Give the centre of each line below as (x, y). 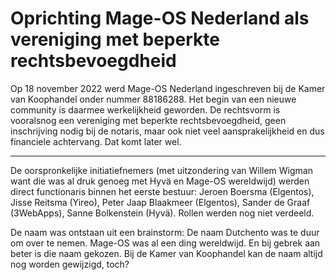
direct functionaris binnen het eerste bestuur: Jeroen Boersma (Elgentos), (162, 191)
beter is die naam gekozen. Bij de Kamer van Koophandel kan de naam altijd (166, 253)
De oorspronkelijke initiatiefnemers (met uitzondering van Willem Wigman (161, 170)
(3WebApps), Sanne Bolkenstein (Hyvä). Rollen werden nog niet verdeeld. (162, 213)
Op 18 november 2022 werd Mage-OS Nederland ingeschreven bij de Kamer (168, 88)
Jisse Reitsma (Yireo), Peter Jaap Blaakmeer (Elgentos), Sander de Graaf (160, 202)
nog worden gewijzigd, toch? (70, 264)
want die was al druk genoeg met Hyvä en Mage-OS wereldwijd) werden (160, 181)
